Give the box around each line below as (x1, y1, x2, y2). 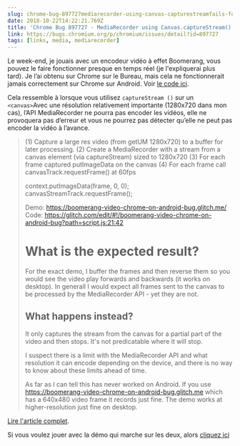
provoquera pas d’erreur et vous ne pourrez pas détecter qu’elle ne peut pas (7, 116, 233, 125)
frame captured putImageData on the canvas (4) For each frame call (24, 160, 226, 169)
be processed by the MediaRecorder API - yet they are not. (24, 290, 199, 299)
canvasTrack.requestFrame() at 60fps (24, 168, 136, 177)
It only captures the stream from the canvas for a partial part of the (24, 329, 222, 338)
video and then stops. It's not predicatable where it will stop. (24, 337, 204, 345)
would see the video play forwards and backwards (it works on (24, 274, 211, 283)
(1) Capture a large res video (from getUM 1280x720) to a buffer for (24, 137, 224, 147)
